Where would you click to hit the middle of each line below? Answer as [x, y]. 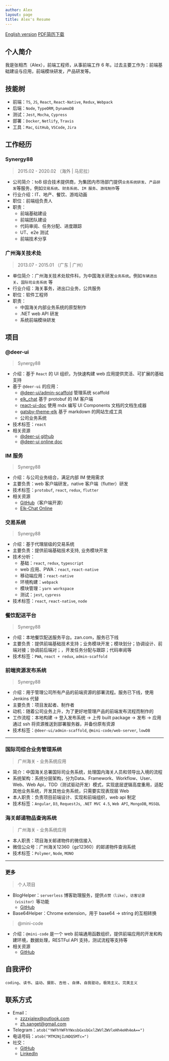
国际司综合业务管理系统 [33, 749]
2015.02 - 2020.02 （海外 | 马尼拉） [55, 171]
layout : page [19, 15]
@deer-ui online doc [41, 441]
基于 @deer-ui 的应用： [36, 386]
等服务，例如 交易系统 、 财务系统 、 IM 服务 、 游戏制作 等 [68, 188]
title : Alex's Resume [28, 19]
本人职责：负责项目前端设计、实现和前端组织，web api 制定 [74, 798]
